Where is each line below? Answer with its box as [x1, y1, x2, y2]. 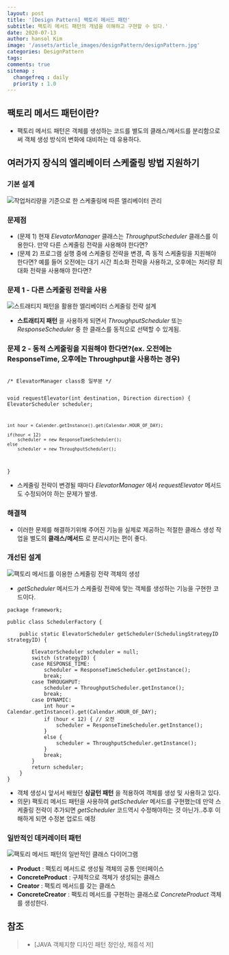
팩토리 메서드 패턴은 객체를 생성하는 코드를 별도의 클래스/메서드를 [16, 127, 191, 135]
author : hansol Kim [7, 36, 63, 43]
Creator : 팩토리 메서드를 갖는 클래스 [16, 882, 116, 890]
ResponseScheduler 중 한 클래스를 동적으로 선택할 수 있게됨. [16, 325, 181, 333]
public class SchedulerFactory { [7, 618, 103, 625]
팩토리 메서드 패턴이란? [7, 107, 99, 119]
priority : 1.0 [13, 80, 57, 87]
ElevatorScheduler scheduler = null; [31, 649, 139, 655]
